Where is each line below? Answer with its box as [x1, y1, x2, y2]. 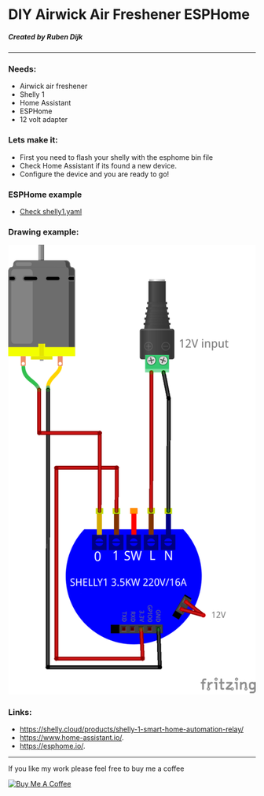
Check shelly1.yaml [19, 207, 82, 217]
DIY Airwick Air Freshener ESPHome [8, 6, 250, 24]
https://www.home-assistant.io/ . [19, 733, 124, 742]
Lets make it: [8, 135, 58, 146]
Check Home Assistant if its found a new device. [19, 161, 177, 170]
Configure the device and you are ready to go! [19, 169, 170, 179]
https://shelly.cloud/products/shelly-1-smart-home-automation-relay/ [19, 724, 244, 734]
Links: [8, 706, 32, 717]
